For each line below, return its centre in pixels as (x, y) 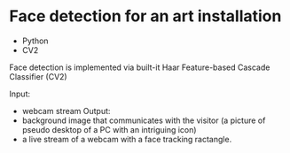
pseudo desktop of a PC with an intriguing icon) (109, 129)
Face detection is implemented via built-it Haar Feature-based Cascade (140, 67)
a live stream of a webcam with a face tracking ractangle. (127, 139)
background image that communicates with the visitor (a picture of (144, 120)
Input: (20, 94)
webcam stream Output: (66, 111)
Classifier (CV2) (39, 76)
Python (35, 41)
